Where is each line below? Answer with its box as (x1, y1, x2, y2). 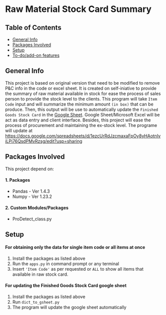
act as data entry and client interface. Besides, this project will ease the (5, 117, 151, 123)
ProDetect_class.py (12, 216, 52, 222)
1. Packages (5, 177, 31, 183)
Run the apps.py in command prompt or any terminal (12, 260, 119, 267)
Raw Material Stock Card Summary (5, 3, 152, 15)
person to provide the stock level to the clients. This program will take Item (5, 96, 158, 102)
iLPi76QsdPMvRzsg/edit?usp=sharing (5, 138, 83, 144)
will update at (5, 127, 33, 133)
